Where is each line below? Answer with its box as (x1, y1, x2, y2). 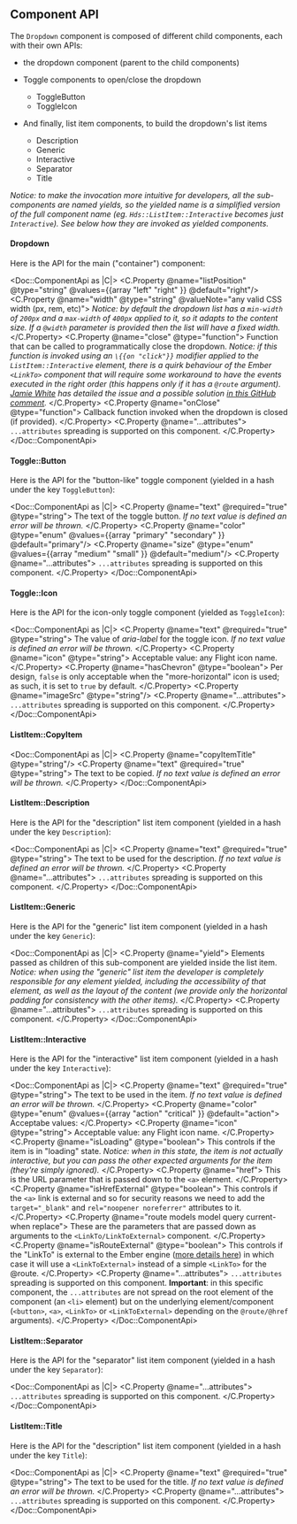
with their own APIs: (10, 40, 83, 50)
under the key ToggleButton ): (10, 484, 116, 495)
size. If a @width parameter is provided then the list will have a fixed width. (10, 322, 281, 333)
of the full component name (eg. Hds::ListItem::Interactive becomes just (10, 208, 284, 219)
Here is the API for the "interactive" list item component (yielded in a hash (10, 1053, 279, 1065)
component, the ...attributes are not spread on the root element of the (10, 1287, 274, 1297)
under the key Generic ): (10, 931, 95, 942)
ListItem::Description (10, 797, 90, 808)
